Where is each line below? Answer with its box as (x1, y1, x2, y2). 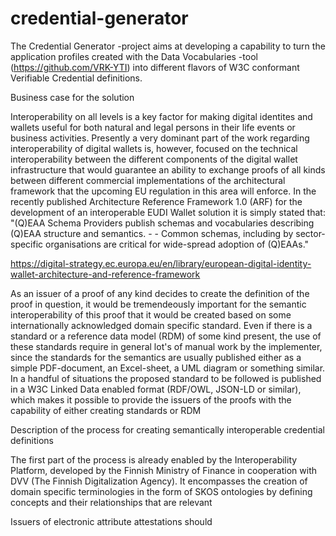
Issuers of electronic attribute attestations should (10, 515, 213, 527)
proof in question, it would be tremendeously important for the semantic (10, 298, 307, 310)
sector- (295, 227, 326, 239)
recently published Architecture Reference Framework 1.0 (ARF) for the (10, 195, 303, 207)
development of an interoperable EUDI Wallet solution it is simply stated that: (10, 206, 326, 218)
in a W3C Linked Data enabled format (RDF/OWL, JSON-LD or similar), (10, 383, 302, 395)
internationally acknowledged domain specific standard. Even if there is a (10, 319, 313, 331)
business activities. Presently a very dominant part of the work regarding (10, 132, 310, 144)
